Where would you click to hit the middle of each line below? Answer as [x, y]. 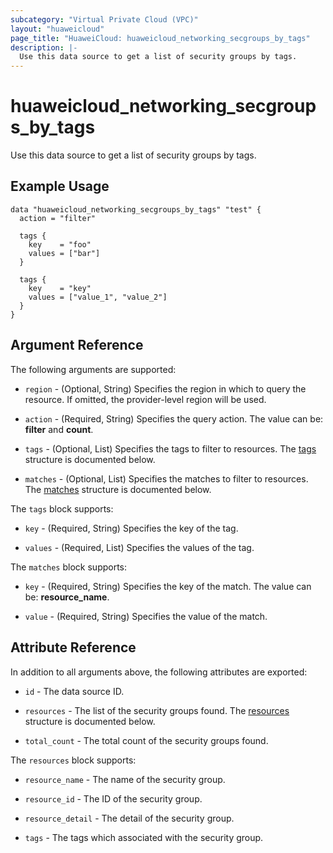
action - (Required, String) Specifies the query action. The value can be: [174, 418]
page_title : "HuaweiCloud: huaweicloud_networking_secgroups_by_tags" [160, 38]
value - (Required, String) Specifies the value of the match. [146, 616]
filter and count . [59, 429]
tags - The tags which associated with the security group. [144, 837]
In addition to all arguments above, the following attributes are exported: [159, 672]
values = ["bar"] [64, 253]
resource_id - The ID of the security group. [113, 798]
